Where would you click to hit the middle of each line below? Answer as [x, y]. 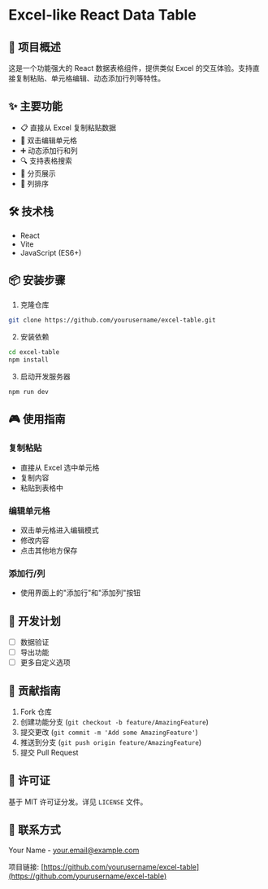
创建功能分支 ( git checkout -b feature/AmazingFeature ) [114, 722]
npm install [28, 360]
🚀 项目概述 [35, 47]
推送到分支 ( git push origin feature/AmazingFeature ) [110, 742]
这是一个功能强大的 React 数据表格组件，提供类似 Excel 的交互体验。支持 [131, 68]
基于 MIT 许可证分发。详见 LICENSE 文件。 [78, 801]
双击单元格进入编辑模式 [59, 530]
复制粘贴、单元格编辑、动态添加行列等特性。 [90, 78]
